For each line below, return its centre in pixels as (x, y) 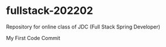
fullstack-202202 (50, 11)
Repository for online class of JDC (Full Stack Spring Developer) (83, 27)
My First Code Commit (33, 38)
